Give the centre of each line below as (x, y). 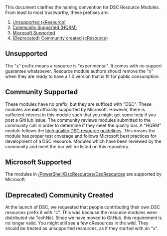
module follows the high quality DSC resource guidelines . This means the (80, 130)
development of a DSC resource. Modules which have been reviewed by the (83, 141)
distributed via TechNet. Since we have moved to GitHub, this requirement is (83, 218)
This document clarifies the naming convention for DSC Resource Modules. (83, 7)
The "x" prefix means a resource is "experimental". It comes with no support (83, 66)
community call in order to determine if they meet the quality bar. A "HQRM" (83, 125)
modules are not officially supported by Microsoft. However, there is (75, 109)
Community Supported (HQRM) (45, 27)
